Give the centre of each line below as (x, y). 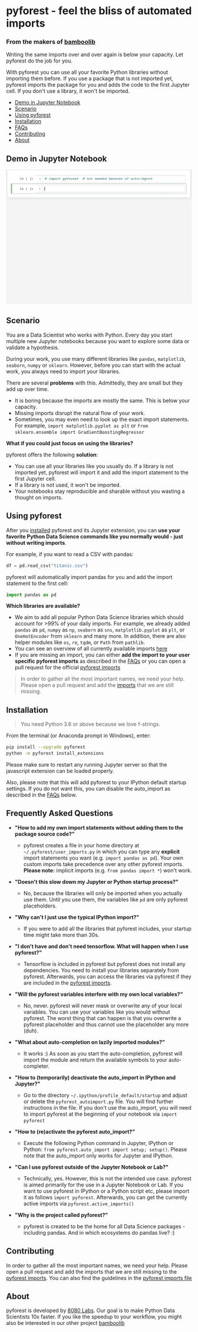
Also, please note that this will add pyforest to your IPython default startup (96, 782)
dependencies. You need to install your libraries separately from (101, 970)
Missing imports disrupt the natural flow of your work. (80, 413)
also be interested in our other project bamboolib (65, 1323)
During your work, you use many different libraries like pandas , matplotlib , (96, 359)
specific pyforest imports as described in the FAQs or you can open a (100, 661)
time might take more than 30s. (61, 935)
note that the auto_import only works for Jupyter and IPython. (98, 1155)
